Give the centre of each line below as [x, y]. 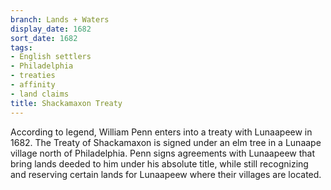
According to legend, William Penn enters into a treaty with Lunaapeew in [161, 132]
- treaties [33, 76]
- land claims [40, 94]
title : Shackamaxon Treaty [66, 103]
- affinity [33, 85]
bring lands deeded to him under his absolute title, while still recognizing [159, 163]
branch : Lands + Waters [60, 19]
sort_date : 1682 [44, 38]
